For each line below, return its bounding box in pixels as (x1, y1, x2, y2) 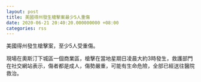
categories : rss (6, 25, 47, 31)
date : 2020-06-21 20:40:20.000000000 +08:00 (6, 20, 119, 26)
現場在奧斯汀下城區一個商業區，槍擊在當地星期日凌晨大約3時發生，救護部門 (6, 55, 193, 62)
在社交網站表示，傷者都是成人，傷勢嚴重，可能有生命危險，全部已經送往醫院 (6, 62, 195, 70)
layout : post (6, 8, 39, 15)
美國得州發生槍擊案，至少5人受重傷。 (6, 42, 99, 49)
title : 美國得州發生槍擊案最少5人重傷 (6, 14, 90, 20)
